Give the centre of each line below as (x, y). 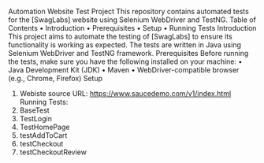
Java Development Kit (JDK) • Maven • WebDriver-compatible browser (124, 70)
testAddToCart (43, 135)
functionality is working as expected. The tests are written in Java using (125, 45)
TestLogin (36, 119)
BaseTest (34, 110)
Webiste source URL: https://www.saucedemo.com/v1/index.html (125, 93)
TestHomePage (45, 127)
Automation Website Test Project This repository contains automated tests (129, 11)
